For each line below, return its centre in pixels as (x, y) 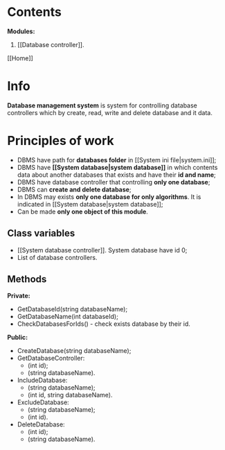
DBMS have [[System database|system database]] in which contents (117, 167)
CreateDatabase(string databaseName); (74, 351)
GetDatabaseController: (51, 358)
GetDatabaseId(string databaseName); (72, 309)
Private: (19, 296)
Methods (27, 279)
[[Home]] (20, 58)
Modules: (21, 31)
